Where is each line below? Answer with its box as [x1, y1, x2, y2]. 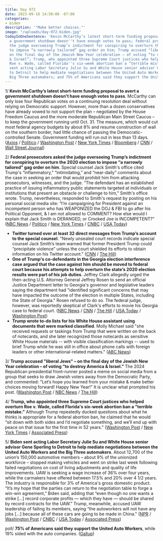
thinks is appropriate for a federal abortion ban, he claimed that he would [5, 414, 151, 420]
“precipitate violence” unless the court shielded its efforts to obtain [12, 246, 147, 252]
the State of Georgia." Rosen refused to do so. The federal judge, [12, 297, 142, 303]
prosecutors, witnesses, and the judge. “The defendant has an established [5, 180, 154, 186]
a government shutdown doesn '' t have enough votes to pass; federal [9, 39, 151, 44]
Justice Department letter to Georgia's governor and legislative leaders [12, 282, 154, 287]
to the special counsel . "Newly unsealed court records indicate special [12, 236, 155, 241]
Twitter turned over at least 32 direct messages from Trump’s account [12, 230, 157, 236]
